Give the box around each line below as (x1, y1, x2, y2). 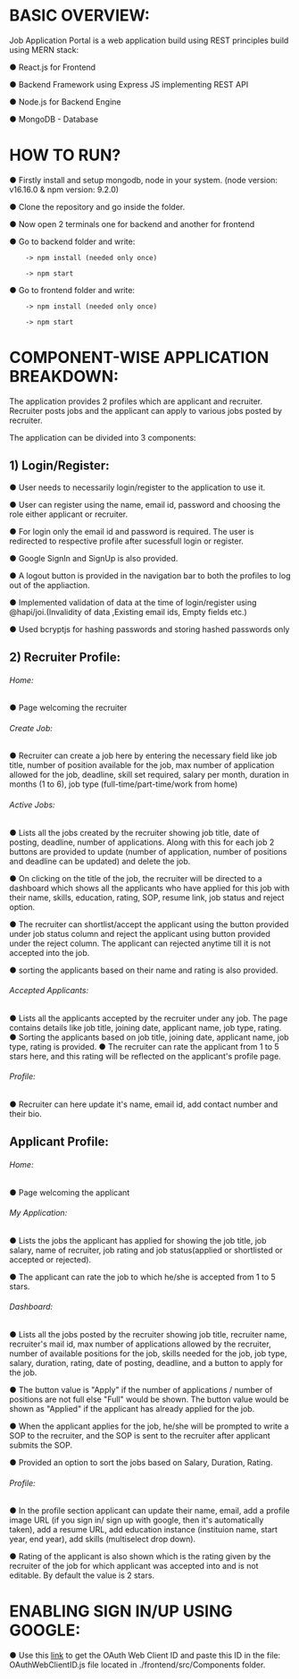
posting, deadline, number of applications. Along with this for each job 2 (9, 837, 275, 848)
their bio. (9, 1109, 43, 1119)
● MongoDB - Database (9, 114, 99, 124)
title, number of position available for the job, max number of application (9, 760, 275, 771)
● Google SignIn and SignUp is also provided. (9, 553, 179, 563)
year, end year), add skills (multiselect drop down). (9, 1534, 196, 1545)
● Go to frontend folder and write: (9, 284, 136, 295)
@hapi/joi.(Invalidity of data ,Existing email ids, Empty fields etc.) (9, 606, 247, 617)
